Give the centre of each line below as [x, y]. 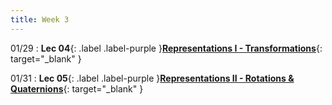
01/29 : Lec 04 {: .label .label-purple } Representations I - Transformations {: [166, 48]
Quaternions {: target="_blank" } [77, 88]
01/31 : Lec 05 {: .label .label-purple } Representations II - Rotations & [152, 78]
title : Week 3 [40, 19]
